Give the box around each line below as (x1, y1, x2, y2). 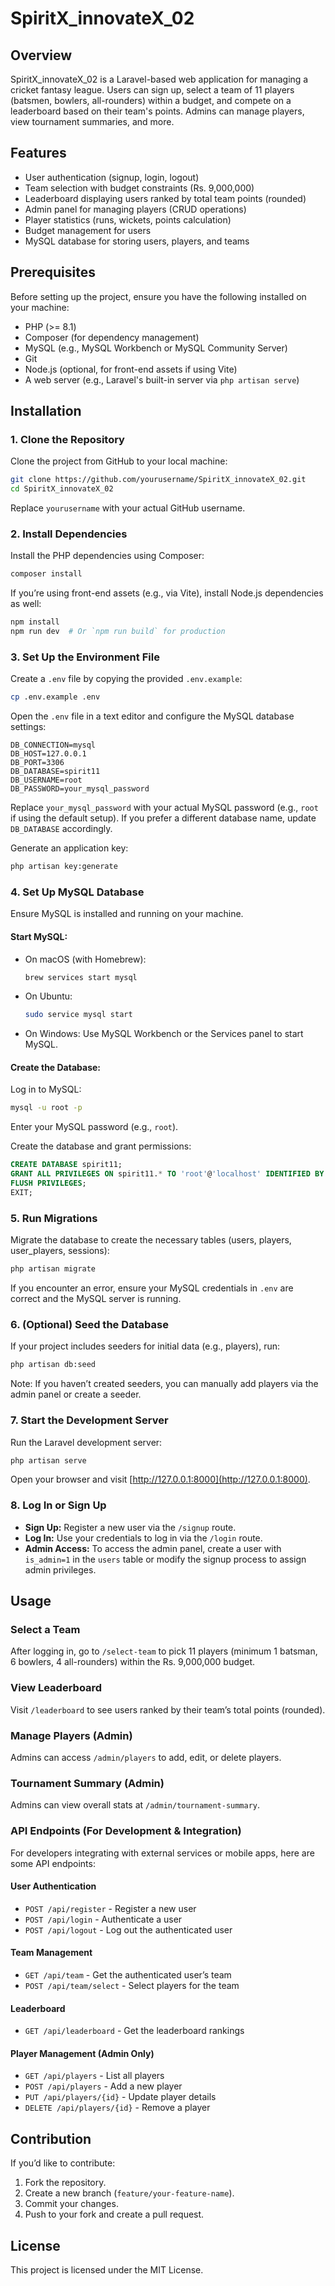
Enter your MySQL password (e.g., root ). (10, 1121, 179, 1133)
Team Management (10, 1947, 93, 1959)
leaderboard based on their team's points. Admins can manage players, (10, 105, 305, 117)
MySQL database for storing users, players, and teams (24, 235, 250, 247)
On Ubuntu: (24, 990, 73, 1002)
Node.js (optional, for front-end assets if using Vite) (24, 363, 238, 375)
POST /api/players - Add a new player (24, 2080, 183, 2092)
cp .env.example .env (10, 692, 101, 702)
